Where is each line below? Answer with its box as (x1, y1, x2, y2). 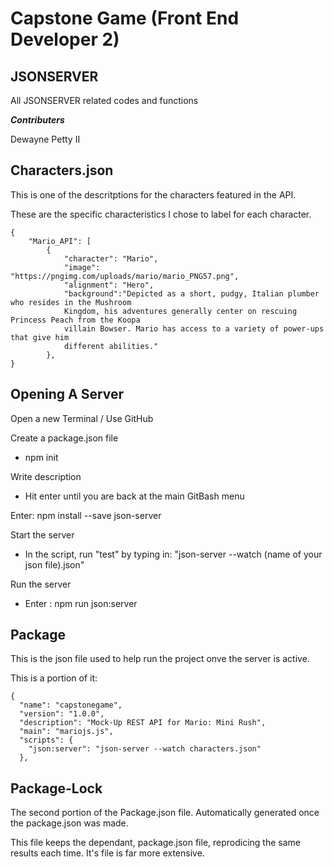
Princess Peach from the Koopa (10, 315, 141, 325)
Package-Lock (10, 780, 103, 797)
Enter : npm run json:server (24, 597, 138, 609)
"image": (63, 262, 101, 272)
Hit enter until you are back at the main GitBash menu (24, 490, 245, 502)
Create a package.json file (10, 432, 119, 444)
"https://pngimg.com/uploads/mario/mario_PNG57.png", (10, 271, 240, 281)
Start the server (10, 528, 75, 541)
